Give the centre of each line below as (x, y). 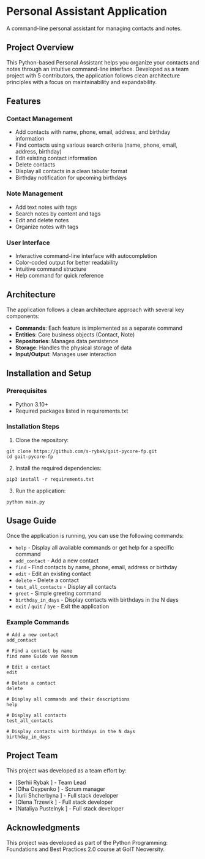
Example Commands (38, 622)
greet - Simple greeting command (58, 593)
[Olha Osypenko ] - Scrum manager (60, 789)
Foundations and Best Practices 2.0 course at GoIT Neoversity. (86, 849)
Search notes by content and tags (58, 214)
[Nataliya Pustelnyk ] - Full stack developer (69, 808)
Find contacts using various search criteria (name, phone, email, (96, 145)
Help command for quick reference (59, 276)
